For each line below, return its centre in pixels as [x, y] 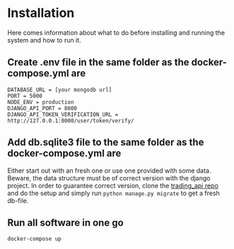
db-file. [18, 200]
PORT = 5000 [25, 96]
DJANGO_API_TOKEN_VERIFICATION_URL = [63, 115]
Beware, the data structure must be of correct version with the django [109, 178]
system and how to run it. [44, 40]
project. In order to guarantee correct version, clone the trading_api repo [113, 185]
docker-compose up [34, 239]
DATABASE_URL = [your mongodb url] [60, 90]
